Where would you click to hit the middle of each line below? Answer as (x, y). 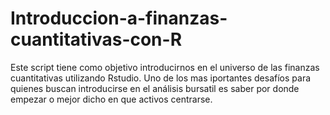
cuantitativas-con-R (96, 39)
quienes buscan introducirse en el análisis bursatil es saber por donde (155, 88)
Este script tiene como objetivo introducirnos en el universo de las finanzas (165, 67)
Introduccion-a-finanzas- (119, 18)
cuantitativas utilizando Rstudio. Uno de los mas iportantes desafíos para (161, 78)
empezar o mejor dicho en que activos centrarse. (111, 99)
